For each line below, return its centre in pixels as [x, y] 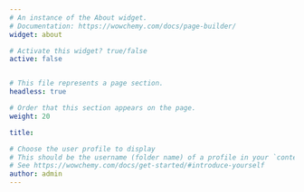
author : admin [36, 174]
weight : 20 [30, 116]
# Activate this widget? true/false [78, 50]
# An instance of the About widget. [78, 18]
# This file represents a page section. [87, 83]
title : [22, 133]
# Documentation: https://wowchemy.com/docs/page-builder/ [123, 26]
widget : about [36, 34]
